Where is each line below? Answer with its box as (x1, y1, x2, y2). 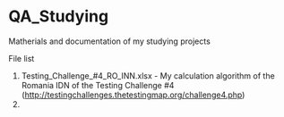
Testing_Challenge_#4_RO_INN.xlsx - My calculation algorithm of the (21, 70, 275, 81)
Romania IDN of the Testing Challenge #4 (21, 79, 175, 90)
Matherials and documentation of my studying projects (8, 36, 211, 46)
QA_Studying (8, 6, 109, 27)
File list (8, 53, 35, 63)
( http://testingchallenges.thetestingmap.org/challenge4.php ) (21, 89, 245, 100)
